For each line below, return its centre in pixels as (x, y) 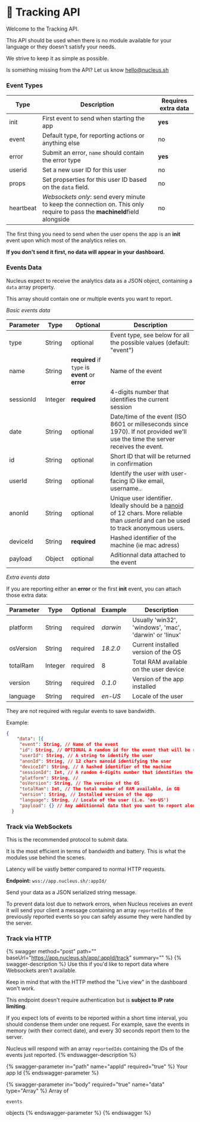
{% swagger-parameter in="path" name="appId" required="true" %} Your (97, 1066)
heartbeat (23, 208)
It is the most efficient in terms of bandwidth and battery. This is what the (96, 851)
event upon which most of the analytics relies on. (66, 240)
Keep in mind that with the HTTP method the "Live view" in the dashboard (97, 982)
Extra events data (28, 577)
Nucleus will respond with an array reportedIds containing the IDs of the (95, 1048)
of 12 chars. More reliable (146, 513)
